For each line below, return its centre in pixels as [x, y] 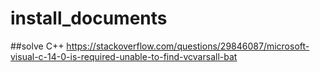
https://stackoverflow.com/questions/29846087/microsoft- [188, 46]
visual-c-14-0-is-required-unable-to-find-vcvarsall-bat [124, 56]
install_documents [89, 18]
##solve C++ [37, 46]
